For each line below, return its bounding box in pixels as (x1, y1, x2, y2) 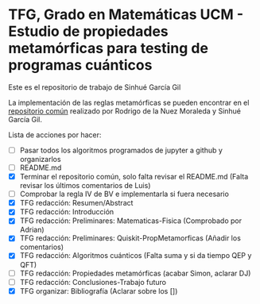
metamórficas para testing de (8, 40, 209, 57)
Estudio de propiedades (8, 22, 169, 40)
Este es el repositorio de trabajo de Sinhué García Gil (8, 82, 181, 92)
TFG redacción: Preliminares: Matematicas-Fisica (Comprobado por (19, 216, 243, 225)
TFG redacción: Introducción (19, 207, 114, 217)
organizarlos (19, 155, 61, 164)
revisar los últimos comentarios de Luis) (19, 181, 151, 190)
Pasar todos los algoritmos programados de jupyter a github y (19, 145, 223, 155)
